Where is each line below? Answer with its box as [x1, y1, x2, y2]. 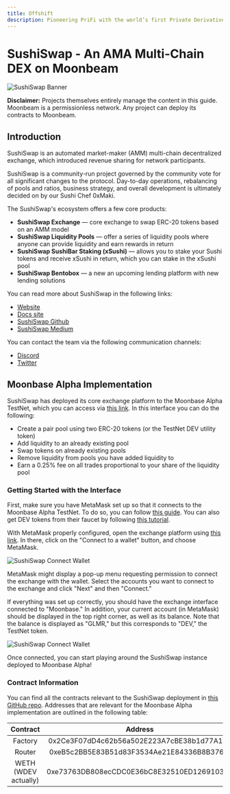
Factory [12, 736, 38, 745]
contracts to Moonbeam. [7, 111, 77, 119]
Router [14, 747, 36, 756]
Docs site [16, 310, 44, 319]
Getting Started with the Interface [7, 485, 122, 494]
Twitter [16, 359, 38, 367]
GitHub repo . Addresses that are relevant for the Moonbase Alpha [7, 701, 193, 709]
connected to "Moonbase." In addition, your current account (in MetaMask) [7, 605, 219, 614]
